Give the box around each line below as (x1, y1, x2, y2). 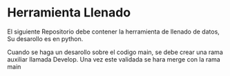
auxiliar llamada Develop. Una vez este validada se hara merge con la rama (7, 55, 221, 63)
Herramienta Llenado (7, 5, 131, 21)
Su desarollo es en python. (7, 34, 84, 42)
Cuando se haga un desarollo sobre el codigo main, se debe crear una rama (7, 48, 223, 56)
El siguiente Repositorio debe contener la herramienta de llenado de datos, (7, 27, 220, 36)
